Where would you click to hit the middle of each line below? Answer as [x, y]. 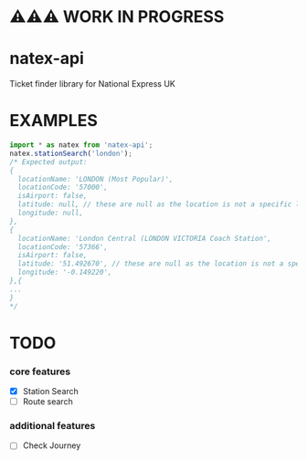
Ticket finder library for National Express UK [93, 84]
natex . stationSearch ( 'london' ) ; [71, 153]
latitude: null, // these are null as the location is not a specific [155, 204]
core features [40, 371]
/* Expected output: [49, 162]
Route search [48, 402]
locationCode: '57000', [63, 188]
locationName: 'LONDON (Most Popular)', [95, 179]
